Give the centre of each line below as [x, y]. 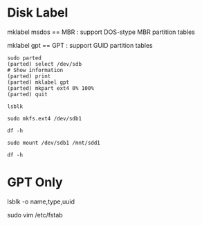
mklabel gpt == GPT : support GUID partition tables [80, 45]
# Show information [35, 70]
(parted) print [29, 76]
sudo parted [24, 58]
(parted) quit [28, 94]
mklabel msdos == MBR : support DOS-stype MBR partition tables [101, 32]
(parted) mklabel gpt [38, 82]
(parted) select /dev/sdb [44, 64]
